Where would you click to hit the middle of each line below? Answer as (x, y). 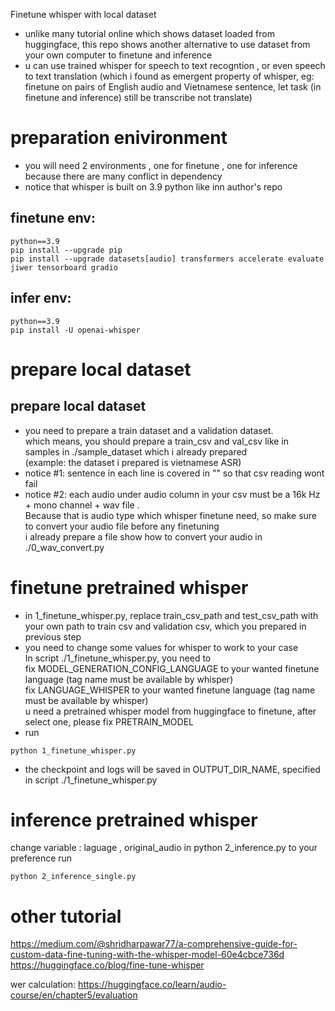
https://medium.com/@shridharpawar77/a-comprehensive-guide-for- (154, 944)
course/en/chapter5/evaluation (74, 995)
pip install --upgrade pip (66, 250)
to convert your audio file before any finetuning (122, 526)
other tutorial (66, 916)
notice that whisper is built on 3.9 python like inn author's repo (153, 186)
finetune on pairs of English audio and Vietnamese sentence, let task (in (173, 87)
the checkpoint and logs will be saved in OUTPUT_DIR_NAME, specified (172, 769)
